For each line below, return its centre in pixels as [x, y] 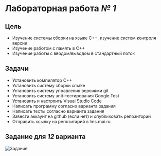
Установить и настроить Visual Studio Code [57, 101]
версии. [20, 43]
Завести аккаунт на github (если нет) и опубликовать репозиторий [81, 116]
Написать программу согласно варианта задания [64, 106]
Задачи [17, 69]
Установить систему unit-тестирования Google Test [65, 95]
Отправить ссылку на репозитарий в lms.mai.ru [61, 121]
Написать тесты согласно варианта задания [58, 111]
